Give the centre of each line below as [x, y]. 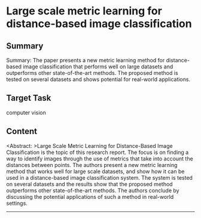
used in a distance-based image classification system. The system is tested [100, 177]
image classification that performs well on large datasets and [98, 66]
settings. [17, 203]
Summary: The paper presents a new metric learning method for [86, 60]
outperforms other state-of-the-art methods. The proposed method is [92, 73]
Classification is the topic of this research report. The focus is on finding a [98, 152]
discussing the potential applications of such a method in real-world [90, 196]
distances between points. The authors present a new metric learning [92, 165]
